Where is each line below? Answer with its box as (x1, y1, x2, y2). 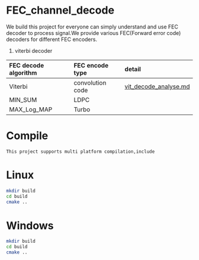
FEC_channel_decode (6, 4, 114, 17)
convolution (73, 78, 107, 86)
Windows (6, 219, 54, 232)
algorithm (9, 69, 37, 77)
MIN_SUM (9, 95, 37, 104)
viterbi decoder (14, 47, 53, 54)
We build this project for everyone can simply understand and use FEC (6, 23, 179, 30)
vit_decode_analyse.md (124, 82, 190, 91)
